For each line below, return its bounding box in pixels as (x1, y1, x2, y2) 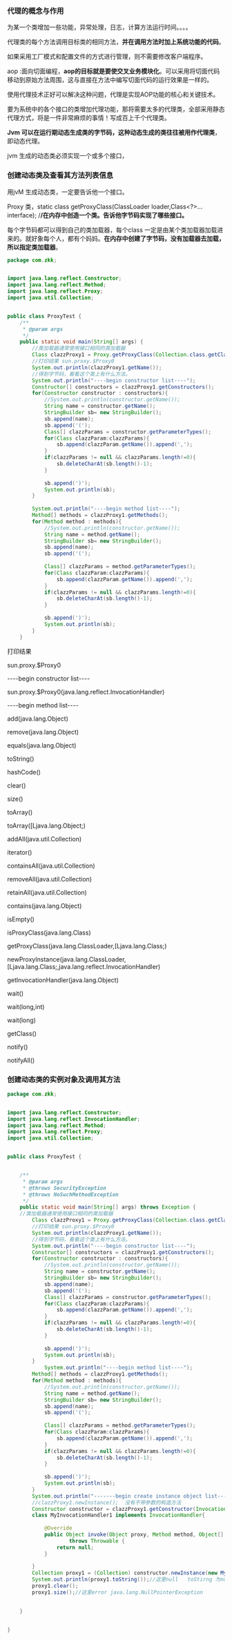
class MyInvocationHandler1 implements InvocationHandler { (32, 1512, 206, 1519)
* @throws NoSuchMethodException (22, 1191, 119, 1198)
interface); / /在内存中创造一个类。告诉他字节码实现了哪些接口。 (7, 211, 188, 219)
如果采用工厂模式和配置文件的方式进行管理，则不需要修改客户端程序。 (7, 52, 207, 61)
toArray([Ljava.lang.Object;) (7, 821, 86, 830)
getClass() (7, 1029, 37, 1037)
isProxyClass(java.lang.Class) (7, 928, 91, 937)
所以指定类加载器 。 (7, 243, 62, 251)
